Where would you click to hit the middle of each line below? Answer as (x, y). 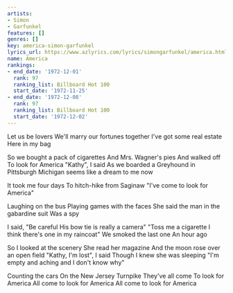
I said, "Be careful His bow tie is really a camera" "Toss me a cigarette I (109, 227)
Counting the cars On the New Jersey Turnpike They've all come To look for (116, 276)
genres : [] (23, 39)
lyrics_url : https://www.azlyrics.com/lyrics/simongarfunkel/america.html (118, 53)
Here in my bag (29, 143)
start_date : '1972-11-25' (51, 91)
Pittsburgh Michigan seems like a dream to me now (80, 172)
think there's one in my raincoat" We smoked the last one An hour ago (107, 234)
